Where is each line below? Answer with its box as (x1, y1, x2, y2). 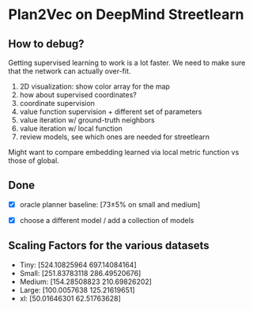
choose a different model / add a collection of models (19, 215, 194, 225)
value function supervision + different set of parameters (19, 107, 202, 116)
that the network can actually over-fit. (8, 66, 131, 76)
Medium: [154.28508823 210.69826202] (19, 277, 153, 286)
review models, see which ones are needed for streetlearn (19, 132, 210, 142)
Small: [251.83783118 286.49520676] (19, 268, 142, 278)
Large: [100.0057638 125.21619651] (19, 285, 135, 294)
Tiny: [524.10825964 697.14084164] (19, 259, 137, 270)
